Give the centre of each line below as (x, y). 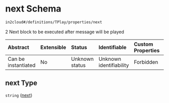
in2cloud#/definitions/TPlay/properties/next (54, 22)
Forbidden (146, 62)
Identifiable (112, 47)
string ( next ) (19, 95)
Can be (16, 59)
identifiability (114, 65)
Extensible (53, 47)
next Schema (33, 9)
